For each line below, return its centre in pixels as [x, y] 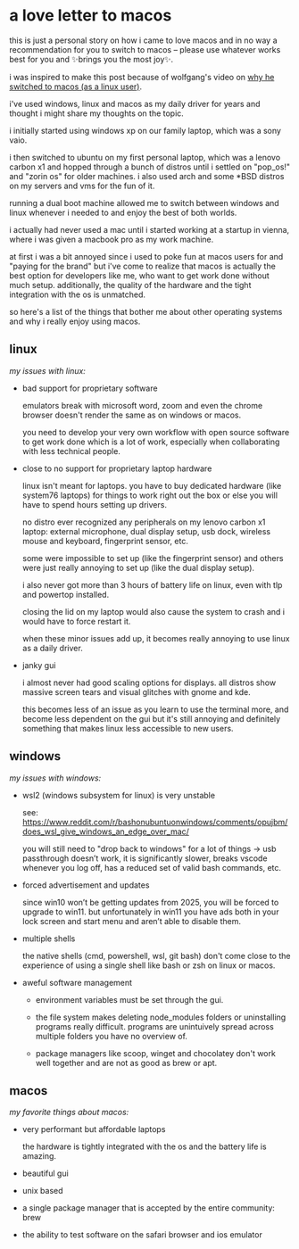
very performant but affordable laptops [94, 1129]
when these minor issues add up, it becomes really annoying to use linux [156, 638]
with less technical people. [71, 451]
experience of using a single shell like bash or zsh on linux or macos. [149, 965]
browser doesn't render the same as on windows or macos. [132, 415]
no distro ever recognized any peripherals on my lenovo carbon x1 [144, 522]
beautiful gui [45, 1173]
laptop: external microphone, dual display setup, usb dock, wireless [146, 531]
